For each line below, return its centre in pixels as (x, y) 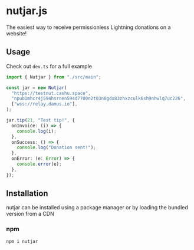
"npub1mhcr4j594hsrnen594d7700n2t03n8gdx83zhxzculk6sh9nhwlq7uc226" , (98, 98)
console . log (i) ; (37, 131)
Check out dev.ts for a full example (49, 66)
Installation (27, 194)
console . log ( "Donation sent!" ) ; (56, 148)
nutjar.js (27, 11)
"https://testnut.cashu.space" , (51, 93)
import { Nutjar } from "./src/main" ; (54, 77)
